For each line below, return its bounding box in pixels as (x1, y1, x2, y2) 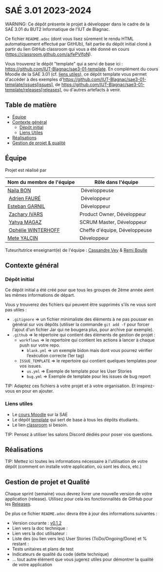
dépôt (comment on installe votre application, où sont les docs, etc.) (5, 463, 142, 469)
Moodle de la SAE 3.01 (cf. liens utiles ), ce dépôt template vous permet (5, 71, 147, 77)
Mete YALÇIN (7, 235, 38, 242)
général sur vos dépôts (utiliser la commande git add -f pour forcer (12, 322, 150, 328)
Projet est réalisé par (5, 167, 47, 173)
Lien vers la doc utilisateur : (12, 530, 68, 536)
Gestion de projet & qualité (12, 140, 66, 146)
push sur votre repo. (19, 342, 60, 348)
